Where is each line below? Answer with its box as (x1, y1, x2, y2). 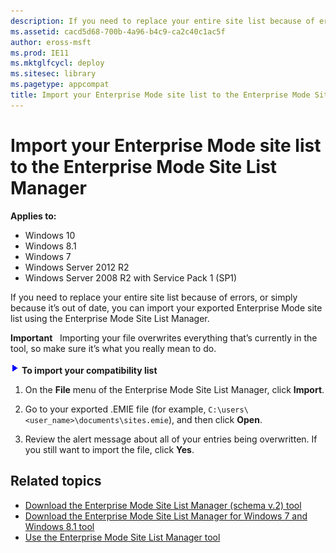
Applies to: (10, 210, 57, 222)
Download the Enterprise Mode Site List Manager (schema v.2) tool (24, 499, 302, 511)
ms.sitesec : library (10, 69, 97, 79)
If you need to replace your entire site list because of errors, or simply (10, 291, 298, 303)
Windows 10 (24, 229, 76, 241)
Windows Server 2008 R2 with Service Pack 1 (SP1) (24, 271, 238, 284)
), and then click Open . (168, 413, 263, 425)
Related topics (10, 473, 102, 490)
